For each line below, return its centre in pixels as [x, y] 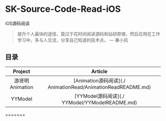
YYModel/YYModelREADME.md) [99, 102]
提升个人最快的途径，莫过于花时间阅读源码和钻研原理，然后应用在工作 [89, 34]
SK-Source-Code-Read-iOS [63, 9]
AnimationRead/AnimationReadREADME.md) [100, 87]
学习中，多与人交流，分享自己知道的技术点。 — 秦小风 [73, 40]
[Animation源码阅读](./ [100, 81]
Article [99, 71]
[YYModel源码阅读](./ [99, 96]
